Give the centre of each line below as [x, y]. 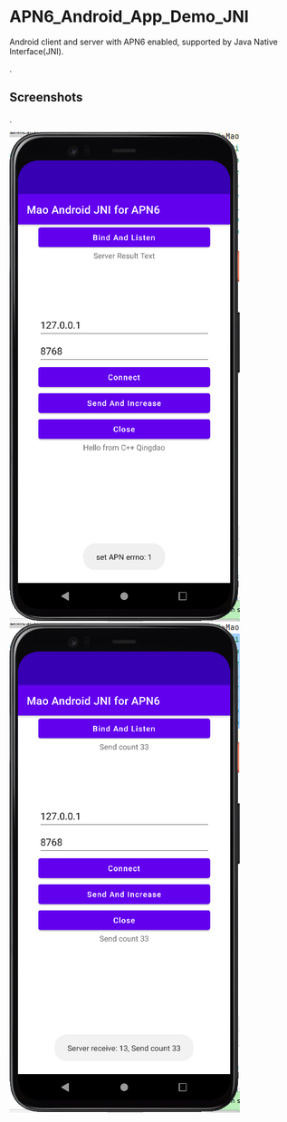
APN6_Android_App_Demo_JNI [129, 17]
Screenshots [46, 97]
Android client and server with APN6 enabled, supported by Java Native [143, 42]
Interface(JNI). [37, 51]
